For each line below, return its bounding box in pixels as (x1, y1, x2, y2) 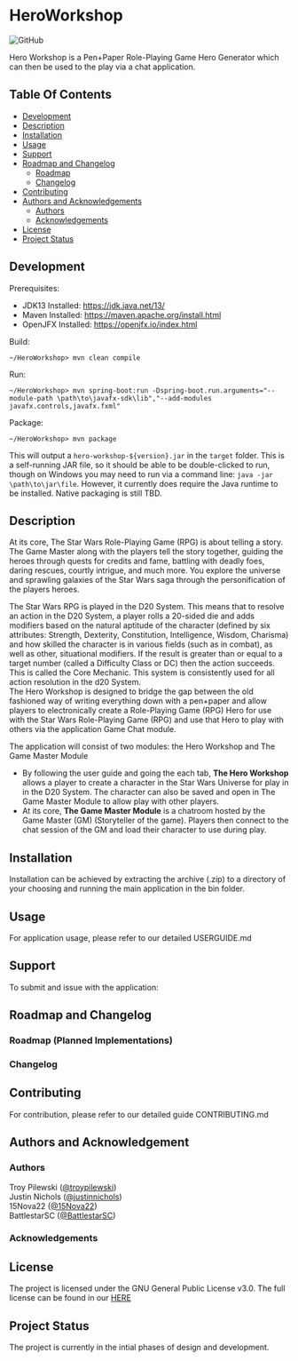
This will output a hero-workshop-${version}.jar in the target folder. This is (9, 450, 286, 460)
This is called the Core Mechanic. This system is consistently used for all (9, 667, 275, 678)
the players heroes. (9, 584, 80, 595)
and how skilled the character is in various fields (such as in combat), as (9, 639, 273, 649)
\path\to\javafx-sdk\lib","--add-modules (56, 394, 213, 402)
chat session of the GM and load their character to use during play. (21, 824, 267, 835)
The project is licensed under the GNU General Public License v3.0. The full (9, 1283, 286, 1293)
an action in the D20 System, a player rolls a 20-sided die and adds (9, 610, 255, 622)
